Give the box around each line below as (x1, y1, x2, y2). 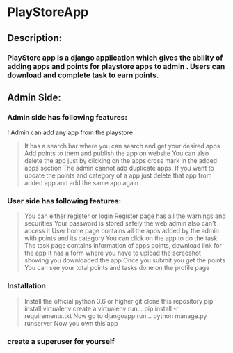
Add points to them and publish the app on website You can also (24, 149, 209, 157)
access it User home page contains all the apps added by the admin (24, 227, 220, 235)
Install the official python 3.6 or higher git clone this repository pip (24, 297, 214, 305)
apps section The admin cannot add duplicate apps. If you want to (24, 164, 214, 173)
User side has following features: (7, 196, 122, 206)
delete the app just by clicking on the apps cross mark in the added (24, 157, 218, 165)
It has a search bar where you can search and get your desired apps (24, 142, 220, 150)
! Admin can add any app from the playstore (7, 128, 134, 136)
